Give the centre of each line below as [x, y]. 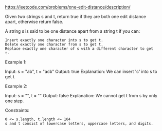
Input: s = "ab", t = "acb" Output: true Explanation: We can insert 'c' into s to [81, 71]
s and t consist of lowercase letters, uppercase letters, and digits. [79, 124]
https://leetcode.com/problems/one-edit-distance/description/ [68, 7]
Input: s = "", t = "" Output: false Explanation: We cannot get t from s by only [81, 96]
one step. [15, 101]
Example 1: [16, 62]
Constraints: [17, 110]
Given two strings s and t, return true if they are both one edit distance [76, 16]
